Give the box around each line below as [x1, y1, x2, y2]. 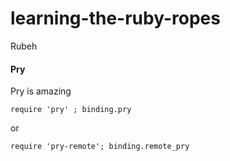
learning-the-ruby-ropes [10, 7, 221, 30]
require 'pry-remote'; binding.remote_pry [10, 142, 190, 152]
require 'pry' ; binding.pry [10, 105, 132, 115]
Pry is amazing [10, 85, 72, 97]
